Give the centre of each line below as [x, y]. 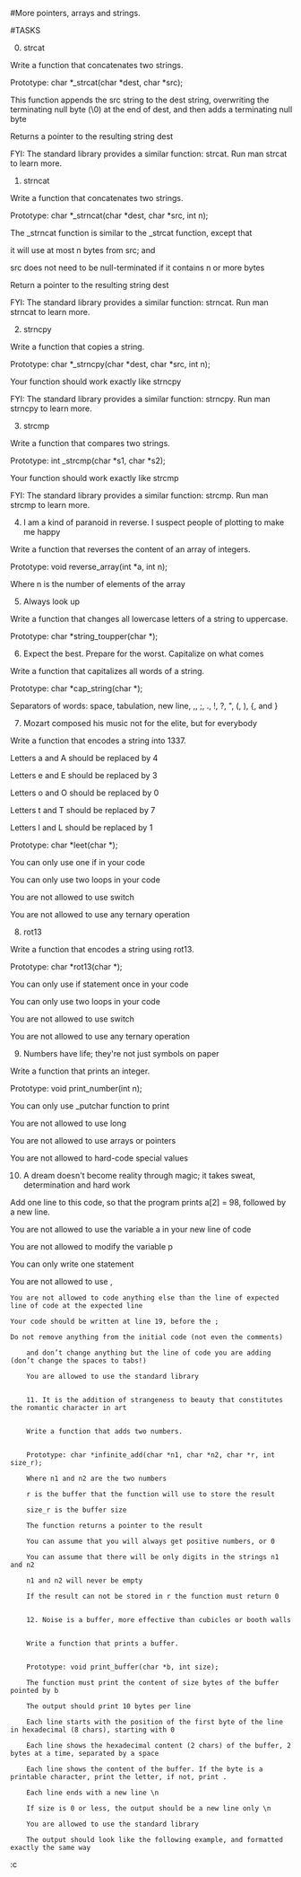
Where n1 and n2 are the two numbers [97, 1478]
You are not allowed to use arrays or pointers [93, 1140]
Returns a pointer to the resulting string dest [92, 136]
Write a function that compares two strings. [90, 443]
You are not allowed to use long [69, 1123]
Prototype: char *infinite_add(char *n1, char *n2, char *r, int [151, 1455]
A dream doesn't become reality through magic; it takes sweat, [139, 1175]
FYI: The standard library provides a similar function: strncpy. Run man [141, 399]
